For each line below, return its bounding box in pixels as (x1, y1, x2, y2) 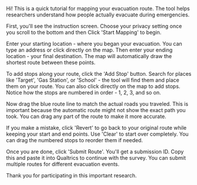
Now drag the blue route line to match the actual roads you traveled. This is (6, 100, 189, 107)
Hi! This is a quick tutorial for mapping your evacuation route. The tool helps (6, 5, 190, 12)
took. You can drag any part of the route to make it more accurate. (6, 113, 166, 120)
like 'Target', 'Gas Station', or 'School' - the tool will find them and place (6, 76, 179, 83)
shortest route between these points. (6, 59, 96, 66)
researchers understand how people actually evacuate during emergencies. (6, 11, 190, 18)
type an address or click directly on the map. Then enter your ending (6, 46, 173, 53)
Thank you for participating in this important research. (6, 172, 137, 179)
